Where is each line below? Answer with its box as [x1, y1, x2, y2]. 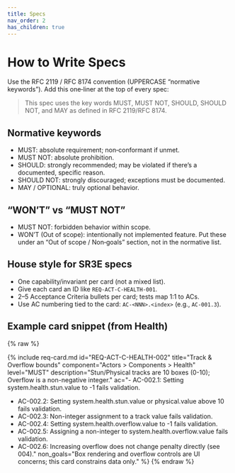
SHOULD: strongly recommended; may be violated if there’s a [17, 161, 197, 169]
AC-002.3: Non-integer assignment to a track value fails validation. [17, 412, 213, 421]
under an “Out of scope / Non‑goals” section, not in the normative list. [17, 238, 222, 246]
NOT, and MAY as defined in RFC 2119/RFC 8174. [24, 106, 168, 115]
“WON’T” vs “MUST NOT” [7, 204, 126, 216]
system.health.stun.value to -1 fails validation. [7, 383, 140, 391]
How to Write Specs [7, 54, 126, 70]
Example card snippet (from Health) [7, 321, 168, 333]
